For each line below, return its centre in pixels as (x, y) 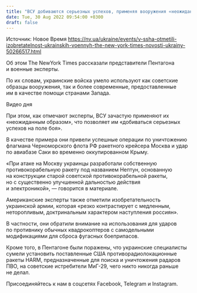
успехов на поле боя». (34, 128)
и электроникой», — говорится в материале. (62, 188)
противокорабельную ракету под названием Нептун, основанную (89, 170)
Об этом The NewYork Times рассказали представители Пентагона (90, 63)
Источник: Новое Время (36, 39)
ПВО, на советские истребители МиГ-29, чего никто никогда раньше (92, 266)
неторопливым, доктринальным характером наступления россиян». (92, 213)
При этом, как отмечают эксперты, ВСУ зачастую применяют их (88, 116)
